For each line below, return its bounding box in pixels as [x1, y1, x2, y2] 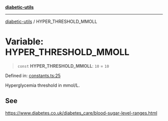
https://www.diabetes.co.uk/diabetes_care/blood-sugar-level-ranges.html [5, 110, 157, 116]
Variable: [5, 36, 44, 47]
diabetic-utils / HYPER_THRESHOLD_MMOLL [5, 18, 97, 24]
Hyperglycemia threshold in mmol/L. [5, 82, 80, 88]
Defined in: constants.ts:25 [5, 72, 61, 79]
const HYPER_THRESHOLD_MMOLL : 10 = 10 [17, 63, 109, 69]
